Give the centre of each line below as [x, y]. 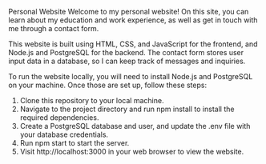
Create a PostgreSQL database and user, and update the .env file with [135, 126]
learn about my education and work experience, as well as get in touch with [133, 20]
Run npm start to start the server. [75, 143]
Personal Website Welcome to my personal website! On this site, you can [129, 12]
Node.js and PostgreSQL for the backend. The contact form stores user [126, 52]
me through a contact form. [54, 28]
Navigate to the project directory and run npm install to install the [127, 109]
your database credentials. [64, 134]
